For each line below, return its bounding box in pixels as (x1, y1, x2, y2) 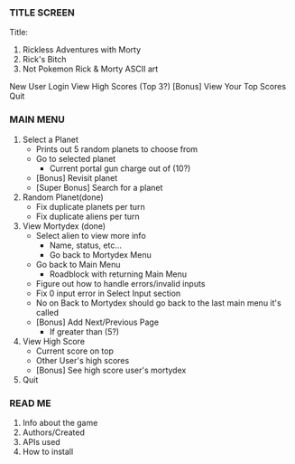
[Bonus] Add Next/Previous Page (35, 317, 160, 327)
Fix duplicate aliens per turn (35, 211, 140, 222)
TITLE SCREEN (9, 6, 75, 19)
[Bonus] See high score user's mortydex (35, 365, 187, 375)
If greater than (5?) (49, 326, 120, 336)
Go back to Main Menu (35, 259, 121, 270)
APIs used (22, 436, 60, 447)
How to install (22, 446, 74, 457)
